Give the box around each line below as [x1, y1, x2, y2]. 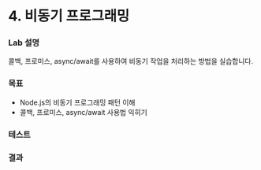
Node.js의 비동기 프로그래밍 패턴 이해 [19, 98, 136, 107]
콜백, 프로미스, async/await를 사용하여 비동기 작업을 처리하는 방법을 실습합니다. [8, 57, 254, 66]
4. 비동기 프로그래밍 [8, 7, 130, 25]
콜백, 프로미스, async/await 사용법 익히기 [19, 107, 147, 116]
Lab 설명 [8, 37, 40, 48]
